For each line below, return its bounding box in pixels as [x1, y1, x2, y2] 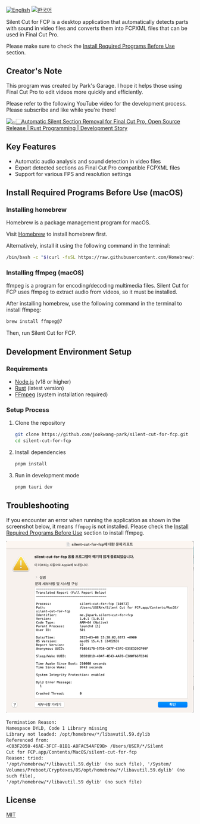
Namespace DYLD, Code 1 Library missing [6, 725, 108, 731]
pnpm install [14, 461, 48, 467]
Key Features [6, 142, 57, 152]
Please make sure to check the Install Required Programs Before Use [6, 42, 176, 50]
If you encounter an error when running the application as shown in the [6, 516, 180, 523]
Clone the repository [14, 419, 65, 427]
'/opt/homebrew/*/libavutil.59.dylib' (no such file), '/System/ [6, 761, 171, 767]
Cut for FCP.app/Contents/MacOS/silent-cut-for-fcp [6, 749, 137, 755]
